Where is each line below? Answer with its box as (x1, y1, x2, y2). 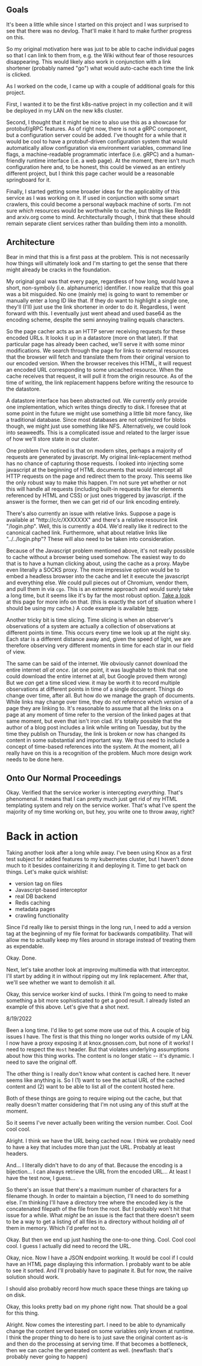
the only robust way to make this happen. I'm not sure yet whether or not (6, 478, 187, 486)
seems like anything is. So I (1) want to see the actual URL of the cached (6, 1077, 185, 1084)
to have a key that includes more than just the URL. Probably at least (6, 1143, 176, 1151)
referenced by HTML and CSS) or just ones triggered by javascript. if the (6, 492, 186, 499)
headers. (6, 1150, 28, 1157)
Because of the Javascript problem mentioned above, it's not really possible (6, 547, 195, 554)
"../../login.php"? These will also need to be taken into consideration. (6, 535, 176, 542)
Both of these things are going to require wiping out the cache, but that (6, 1095, 182, 1102)
